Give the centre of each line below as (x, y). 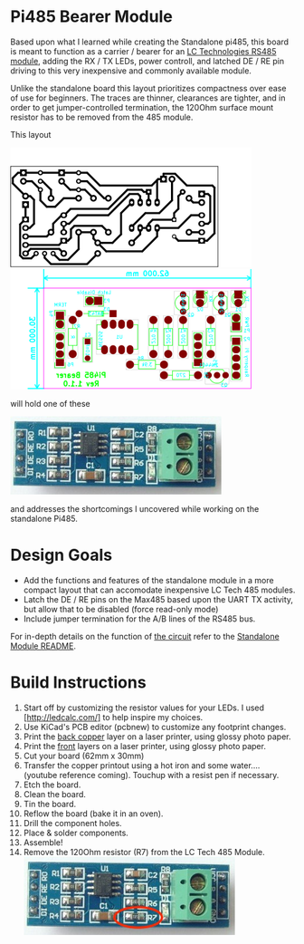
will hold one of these (50, 403)
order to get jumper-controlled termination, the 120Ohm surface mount (142, 107)
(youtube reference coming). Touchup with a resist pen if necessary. (151, 775)
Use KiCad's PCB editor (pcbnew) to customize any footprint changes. (155, 727)
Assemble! (43, 842)
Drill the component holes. (72, 823)
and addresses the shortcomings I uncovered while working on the (135, 508)
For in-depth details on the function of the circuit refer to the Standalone (145, 636)
